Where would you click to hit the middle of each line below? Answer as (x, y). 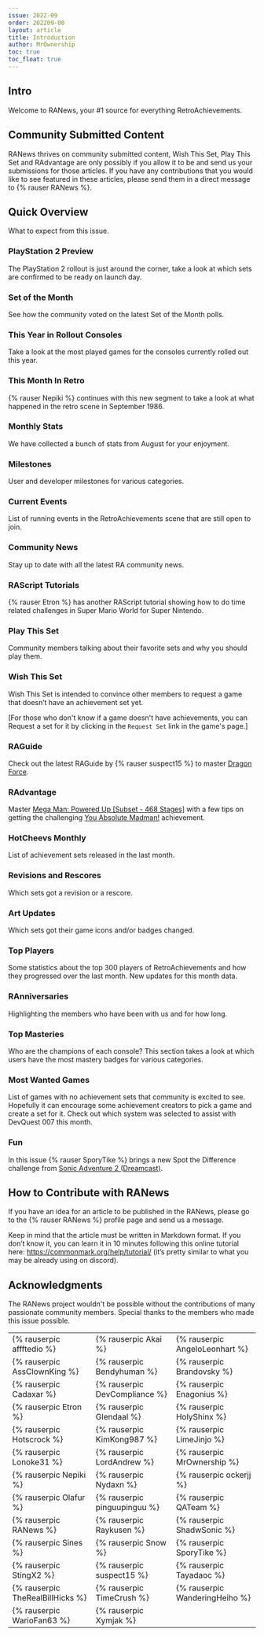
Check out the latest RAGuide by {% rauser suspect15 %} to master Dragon (130, 763)
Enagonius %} (202, 1394)
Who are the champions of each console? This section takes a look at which (131, 1051)
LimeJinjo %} (200, 1439)
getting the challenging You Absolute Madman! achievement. (107, 818)
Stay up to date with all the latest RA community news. (96, 564)
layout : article (35, 30)
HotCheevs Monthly (47, 838)
